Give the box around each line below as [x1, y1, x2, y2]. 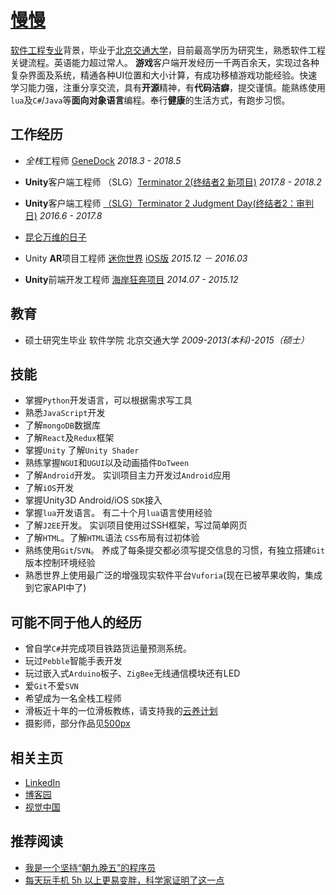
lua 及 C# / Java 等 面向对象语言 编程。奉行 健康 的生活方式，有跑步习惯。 [10, 94, 291, 106]
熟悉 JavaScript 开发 [24, 407, 106, 419]
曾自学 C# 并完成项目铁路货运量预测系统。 [24, 642, 193, 655]
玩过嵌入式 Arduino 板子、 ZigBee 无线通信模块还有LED [24, 667, 241, 680]
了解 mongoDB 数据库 [24, 419, 101, 431]
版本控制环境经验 [24, 557, 96, 569]
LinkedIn [24, 777, 61, 788]
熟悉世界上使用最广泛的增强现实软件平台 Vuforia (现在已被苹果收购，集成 [24, 569, 323, 581]
